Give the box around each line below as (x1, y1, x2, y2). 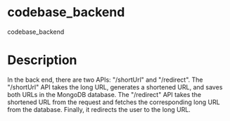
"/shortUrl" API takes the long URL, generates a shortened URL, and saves (7, 82, 223, 91)
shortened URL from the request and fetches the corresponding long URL (7, 98, 220, 106)
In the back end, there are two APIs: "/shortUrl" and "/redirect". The (7, 75, 203, 84)
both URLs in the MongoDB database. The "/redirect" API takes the (7, 90, 202, 98)
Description (7, 52, 77, 68)
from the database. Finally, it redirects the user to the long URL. (7, 105, 191, 113)
